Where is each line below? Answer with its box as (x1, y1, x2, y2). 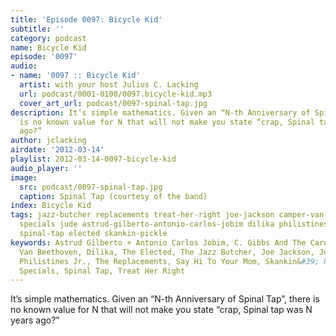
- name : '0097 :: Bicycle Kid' (10, 71, 141, 81)
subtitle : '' (10, 24, 65, 34)
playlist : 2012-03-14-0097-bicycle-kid (10, 154, 177, 164)
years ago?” (10, 314, 60, 326)
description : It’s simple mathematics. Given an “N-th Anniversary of (10, 107, 311, 118)
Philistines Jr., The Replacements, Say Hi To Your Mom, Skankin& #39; (19, 256, 320, 266)
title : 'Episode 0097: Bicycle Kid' (10, 14, 163, 25)
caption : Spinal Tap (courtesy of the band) (19, 191, 208, 201)
